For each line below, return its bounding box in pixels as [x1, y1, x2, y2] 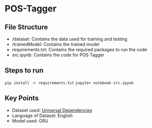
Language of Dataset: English [11, 113, 73, 119]
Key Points [4, 94, 39, 103]
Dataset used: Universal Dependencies [11, 107, 92, 113]
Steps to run [4, 66, 43, 75]
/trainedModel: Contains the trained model [11, 41, 99, 47]
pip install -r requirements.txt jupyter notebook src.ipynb [4, 80, 133, 85]
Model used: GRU [11, 118, 48, 124]
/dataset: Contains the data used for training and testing [11, 36, 127, 42]
